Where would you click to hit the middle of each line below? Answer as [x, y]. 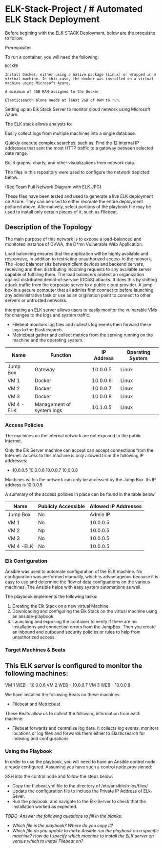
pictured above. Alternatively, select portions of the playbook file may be [78, 207]
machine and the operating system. [48, 340]
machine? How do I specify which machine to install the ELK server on [83, 836]
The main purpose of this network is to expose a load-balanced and [73, 239]
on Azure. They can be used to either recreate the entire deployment [74, 201]
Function [61, 355]
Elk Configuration [26, 561]
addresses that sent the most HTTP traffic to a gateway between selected [79, 148]
